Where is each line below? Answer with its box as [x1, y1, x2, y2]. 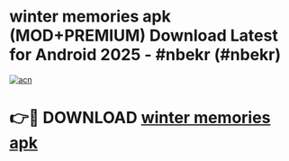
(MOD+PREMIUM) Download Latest [9, 25, 279, 46]
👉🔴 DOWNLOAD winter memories [9, 108, 271, 128]
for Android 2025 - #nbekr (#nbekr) [9, 45, 282, 65]
